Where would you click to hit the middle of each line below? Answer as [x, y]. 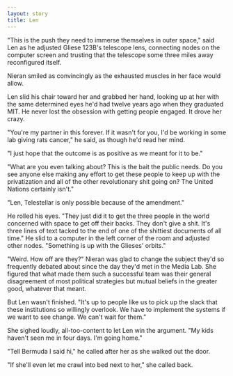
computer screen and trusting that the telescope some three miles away [110, 55]
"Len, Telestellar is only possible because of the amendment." [96, 202]
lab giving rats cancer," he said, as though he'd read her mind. [96, 139]
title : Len [23, 20]
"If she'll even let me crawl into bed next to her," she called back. [100, 365]
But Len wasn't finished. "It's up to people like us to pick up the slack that [112, 302]
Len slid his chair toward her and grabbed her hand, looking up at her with [113, 96]
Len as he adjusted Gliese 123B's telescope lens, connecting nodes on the [114, 47]
